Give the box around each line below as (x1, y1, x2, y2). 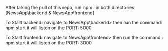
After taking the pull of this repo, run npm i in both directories (5, 5, 135, 10)
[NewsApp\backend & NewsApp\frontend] (5, 10, 95, 16)
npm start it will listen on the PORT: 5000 (5, 25, 92, 31)
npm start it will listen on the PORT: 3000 (5, 40, 92, 46)
